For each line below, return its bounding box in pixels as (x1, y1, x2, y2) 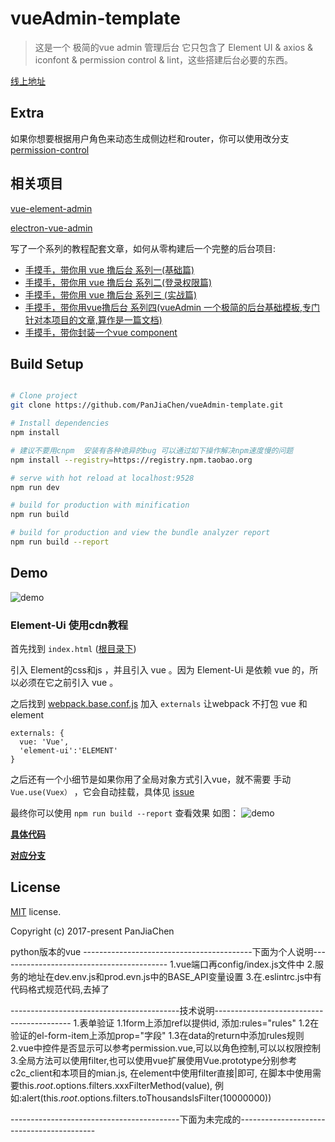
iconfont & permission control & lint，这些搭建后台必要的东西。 (34, 53, 294, 66)
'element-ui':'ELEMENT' (19, 745, 118, 756)
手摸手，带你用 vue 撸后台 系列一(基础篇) (24, 263, 195, 276)
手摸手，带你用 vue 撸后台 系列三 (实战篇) (24, 288, 198, 301)
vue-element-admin (10, 202, 93, 214)
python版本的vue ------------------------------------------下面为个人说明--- (10, 945, 326, 957)
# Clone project (10, 391, 78, 401)
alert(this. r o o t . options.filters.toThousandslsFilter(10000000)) (21, 1092, 272, 1104)
